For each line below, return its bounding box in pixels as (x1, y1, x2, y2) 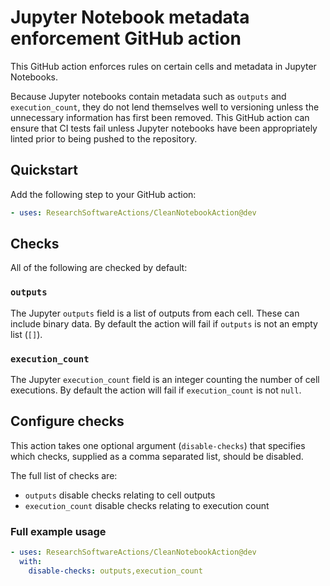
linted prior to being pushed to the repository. (10, 132, 198, 145)
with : (19, 557, 43, 567)
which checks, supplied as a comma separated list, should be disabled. (10, 450, 304, 462)
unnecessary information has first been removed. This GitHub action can (10, 111, 310, 123)
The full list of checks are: (10, 469, 118, 481)
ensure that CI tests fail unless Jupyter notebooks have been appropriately (10, 122, 318, 134)
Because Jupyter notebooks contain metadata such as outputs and (10, 90, 287, 102)
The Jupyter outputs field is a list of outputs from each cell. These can (10, 307, 300, 319)
